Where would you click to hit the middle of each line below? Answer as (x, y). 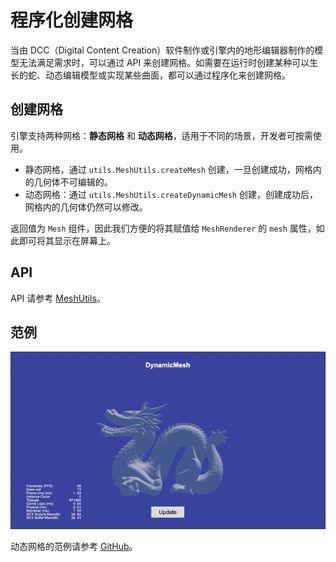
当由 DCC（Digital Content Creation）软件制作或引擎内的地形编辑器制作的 (162, 50)
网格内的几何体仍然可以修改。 (86, 207)
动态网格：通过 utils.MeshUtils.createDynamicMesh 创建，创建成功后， (171, 194)
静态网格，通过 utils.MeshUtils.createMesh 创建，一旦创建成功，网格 (168, 169)
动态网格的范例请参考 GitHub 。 (74, 546)
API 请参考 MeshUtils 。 (58, 298)
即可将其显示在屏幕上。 (67, 240)
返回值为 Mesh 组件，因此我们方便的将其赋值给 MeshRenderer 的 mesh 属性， (163, 228)
